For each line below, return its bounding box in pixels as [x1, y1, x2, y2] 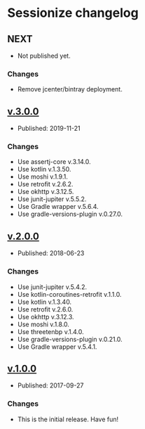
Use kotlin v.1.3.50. [17, 165, 71, 174]
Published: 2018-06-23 [17, 249, 85, 257]
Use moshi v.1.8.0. [17, 320, 70, 328]
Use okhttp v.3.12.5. [17, 188, 74, 196]
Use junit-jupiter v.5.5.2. [17, 195, 87, 203]
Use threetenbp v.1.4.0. [17, 327, 84, 335]
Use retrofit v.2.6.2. [17, 180, 74, 188]
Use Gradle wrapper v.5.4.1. [17, 342, 97, 351]
